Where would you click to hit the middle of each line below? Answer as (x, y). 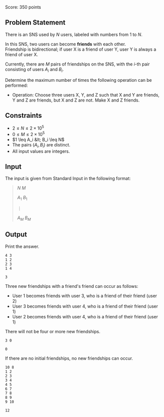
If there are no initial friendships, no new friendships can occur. (69, 358)
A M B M (24, 218)
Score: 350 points (23, 7)
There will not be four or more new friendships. (53, 331)
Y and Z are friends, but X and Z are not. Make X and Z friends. (76, 100)
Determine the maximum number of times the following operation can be (79, 80)
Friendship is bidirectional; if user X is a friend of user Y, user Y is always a (81, 49)
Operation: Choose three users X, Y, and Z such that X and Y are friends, (86, 95)
